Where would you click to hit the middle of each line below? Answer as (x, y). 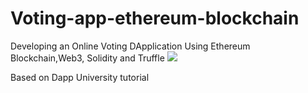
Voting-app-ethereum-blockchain (155, 18)
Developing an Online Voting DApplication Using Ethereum (130, 46)
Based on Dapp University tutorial (80, 77)
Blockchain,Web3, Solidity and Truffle (87, 58)
